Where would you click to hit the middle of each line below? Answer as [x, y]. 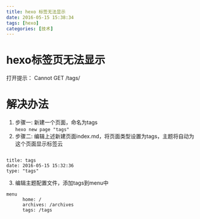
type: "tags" [23, 171]
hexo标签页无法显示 [56, 60]
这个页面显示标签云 [39, 144]
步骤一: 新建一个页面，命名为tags [56, 122]
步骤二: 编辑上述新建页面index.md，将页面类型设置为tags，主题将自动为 [105, 137]
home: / [32, 200]
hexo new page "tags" [42, 130]
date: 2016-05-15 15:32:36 [40, 166]
